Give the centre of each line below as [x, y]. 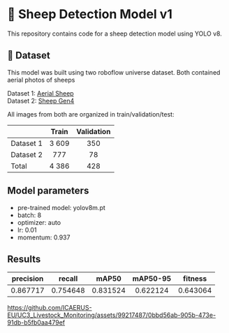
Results [24, 259]
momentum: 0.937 [44, 237]
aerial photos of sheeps [41, 80]
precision [28, 279]
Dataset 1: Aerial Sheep [41, 93]
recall [68, 279]
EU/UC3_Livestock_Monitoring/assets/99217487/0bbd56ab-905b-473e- [112, 315]
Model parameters [48, 191]
